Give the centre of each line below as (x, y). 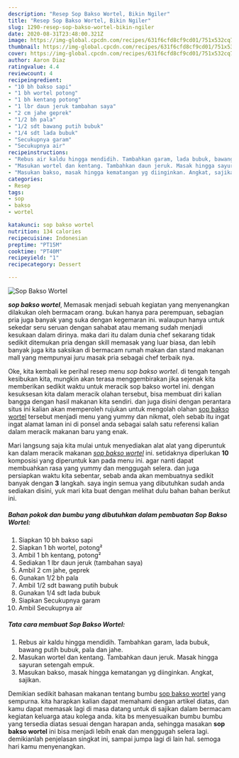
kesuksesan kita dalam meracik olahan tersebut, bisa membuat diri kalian (115, 394)
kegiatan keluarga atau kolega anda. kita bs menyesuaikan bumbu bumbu (115, 716)
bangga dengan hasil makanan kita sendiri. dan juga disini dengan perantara (119, 401)
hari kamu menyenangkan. (47, 746)
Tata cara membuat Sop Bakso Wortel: (67, 624)
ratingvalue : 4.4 (34, 67)
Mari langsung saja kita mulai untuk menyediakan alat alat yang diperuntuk (117, 445)
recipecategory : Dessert (45, 265)
